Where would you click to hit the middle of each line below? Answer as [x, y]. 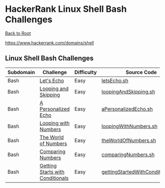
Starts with [52, 172]
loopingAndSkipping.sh [128, 91]
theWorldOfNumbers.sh [129, 140]
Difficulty [86, 72]
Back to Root [18, 33]
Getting [48, 165]
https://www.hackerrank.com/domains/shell [50, 42]
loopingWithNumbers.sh [129, 126]
